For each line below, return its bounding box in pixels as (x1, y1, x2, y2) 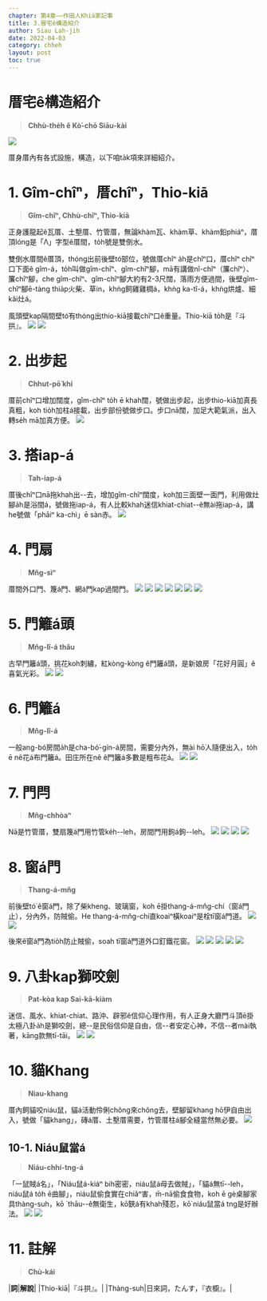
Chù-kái (27, 1267, 56, 1276)
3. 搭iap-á (8, 446, 74, 464)
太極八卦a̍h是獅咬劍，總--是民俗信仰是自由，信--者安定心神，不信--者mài (8, 1021, 250, 1031)
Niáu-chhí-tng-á (27, 1163, 84, 1172)
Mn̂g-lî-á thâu (27, 642, 76, 651)
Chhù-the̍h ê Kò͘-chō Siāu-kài (27, 121, 128, 130)
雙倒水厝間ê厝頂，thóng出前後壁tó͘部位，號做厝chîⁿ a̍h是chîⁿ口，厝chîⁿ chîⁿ (8, 253, 255, 264)
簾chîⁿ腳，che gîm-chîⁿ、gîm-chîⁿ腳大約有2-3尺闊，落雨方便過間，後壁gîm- (8, 273, 259, 284)
